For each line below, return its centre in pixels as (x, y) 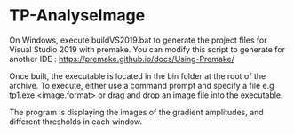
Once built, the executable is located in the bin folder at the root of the (138, 75)
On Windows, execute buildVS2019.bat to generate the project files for (138, 40)
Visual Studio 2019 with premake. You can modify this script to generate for (147, 49)
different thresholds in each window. (76, 122)
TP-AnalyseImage (77, 16)
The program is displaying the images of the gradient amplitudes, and (136, 112)
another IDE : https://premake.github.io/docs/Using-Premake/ (122, 59)
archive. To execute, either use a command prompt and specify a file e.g (142, 85)
